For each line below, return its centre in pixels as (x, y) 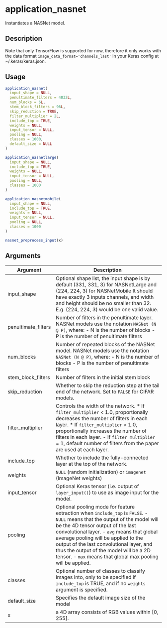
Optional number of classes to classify (100, 571)
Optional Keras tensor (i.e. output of (97, 486)
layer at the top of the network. (91, 464)
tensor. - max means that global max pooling (107, 556)
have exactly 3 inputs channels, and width (105, 297)
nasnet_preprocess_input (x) (34, 240)
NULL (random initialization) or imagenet (101, 472)
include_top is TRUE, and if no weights (100, 583)
